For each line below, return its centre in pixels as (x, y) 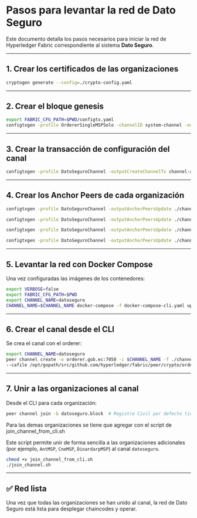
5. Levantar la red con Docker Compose (80, 264)
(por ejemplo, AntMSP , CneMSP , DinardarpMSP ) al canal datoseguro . (83, 448)
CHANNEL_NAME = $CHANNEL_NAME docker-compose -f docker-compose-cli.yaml (95, 305)
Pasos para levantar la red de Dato (91, 10)
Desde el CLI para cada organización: (51, 403)
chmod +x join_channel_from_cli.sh (50, 459)
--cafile (17, 365)
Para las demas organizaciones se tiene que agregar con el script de (89, 425)
